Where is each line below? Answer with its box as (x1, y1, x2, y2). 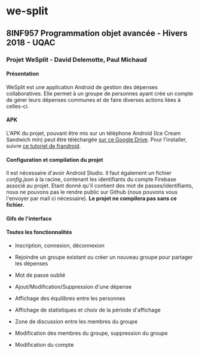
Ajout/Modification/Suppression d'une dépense (14, 283, 132, 290)
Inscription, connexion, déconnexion (14, 241, 105, 249)
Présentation (6, 70, 39, 77)
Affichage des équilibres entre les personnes (14, 295, 125, 302)
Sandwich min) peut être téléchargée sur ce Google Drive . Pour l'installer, (6, 136, 187, 143)
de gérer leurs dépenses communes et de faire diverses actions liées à (6, 96, 181, 103)
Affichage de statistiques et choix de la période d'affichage (14, 306, 161, 313)
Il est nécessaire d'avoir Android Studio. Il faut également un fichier (6, 170, 172, 177)
